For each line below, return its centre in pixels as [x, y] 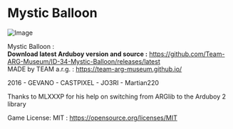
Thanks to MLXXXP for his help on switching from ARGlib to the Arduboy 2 [117, 96]
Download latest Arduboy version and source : [78, 54]
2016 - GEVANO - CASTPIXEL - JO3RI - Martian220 [83, 82]
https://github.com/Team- [187, 54]
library [17, 103]
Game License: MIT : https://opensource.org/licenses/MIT [93, 118]
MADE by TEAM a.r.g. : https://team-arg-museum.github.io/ [95, 69]
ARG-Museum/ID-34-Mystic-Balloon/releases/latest [84, 61]
